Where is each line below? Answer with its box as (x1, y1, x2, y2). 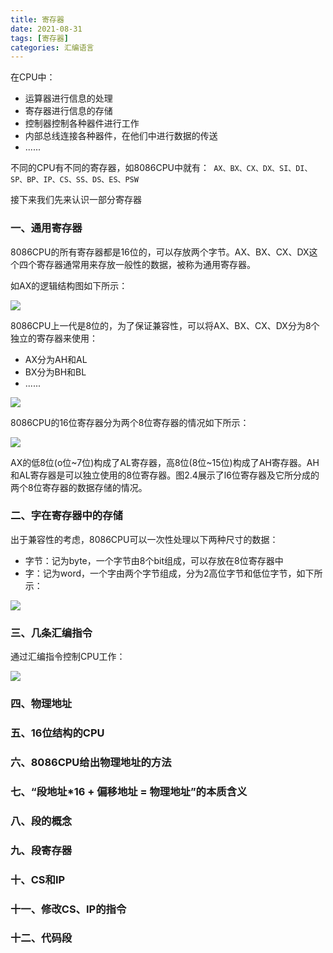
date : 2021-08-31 (10, 24, 83, 34)
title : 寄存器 (10, 14, 65, 25)
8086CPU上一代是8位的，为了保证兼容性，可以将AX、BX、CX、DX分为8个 (10, 319, 320, 331)
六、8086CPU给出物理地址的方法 (10, 755, 172, 769)
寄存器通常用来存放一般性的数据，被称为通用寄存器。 (36, 258, 256, 270)
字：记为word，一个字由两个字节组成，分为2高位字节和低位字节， (24, 567, 297, 579)
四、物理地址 (10, 697, 73, 711)
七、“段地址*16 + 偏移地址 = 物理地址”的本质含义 (10, 784, 248, 798)
